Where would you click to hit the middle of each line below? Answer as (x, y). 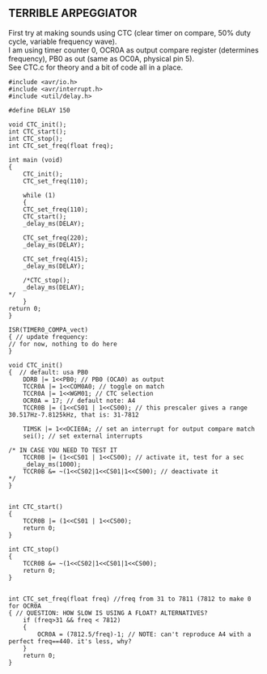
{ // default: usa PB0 (49, 372)
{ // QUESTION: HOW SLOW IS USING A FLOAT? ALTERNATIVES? (108, 613)
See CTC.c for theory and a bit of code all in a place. (96, 67)
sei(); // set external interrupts (83, 436)
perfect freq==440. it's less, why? (70, 641)
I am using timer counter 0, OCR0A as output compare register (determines (133, 50)
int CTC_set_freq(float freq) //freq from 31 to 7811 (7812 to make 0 (130, 599)
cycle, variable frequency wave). (63, 41)
